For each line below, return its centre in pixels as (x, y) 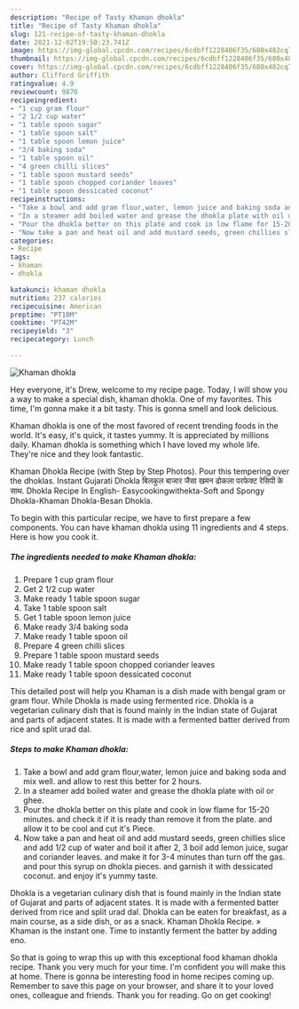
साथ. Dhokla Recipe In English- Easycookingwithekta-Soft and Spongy (138, 491)
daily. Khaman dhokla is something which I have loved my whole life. (135, 444)
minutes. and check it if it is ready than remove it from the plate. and (148, 819)
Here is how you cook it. (54, 537)
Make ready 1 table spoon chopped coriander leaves (119, 664)
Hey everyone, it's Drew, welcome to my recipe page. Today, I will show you (149, 389)
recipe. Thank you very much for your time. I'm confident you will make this (148, 966)
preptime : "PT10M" (44, 315)
